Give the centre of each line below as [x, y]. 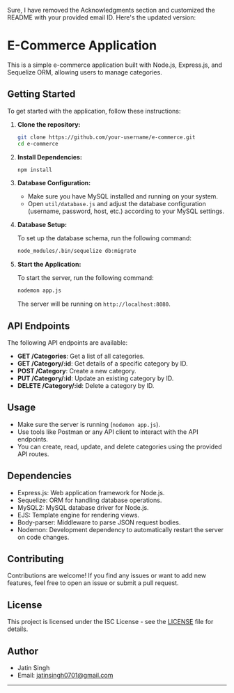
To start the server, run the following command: [86, 278]
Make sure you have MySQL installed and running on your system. [123, 196]
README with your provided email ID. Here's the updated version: [102, 17]
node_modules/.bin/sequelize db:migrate [77, 251]
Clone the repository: [49, 124]
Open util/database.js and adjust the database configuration [117, 204]
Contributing [36, 559]
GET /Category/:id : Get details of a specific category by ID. [102, 363]
